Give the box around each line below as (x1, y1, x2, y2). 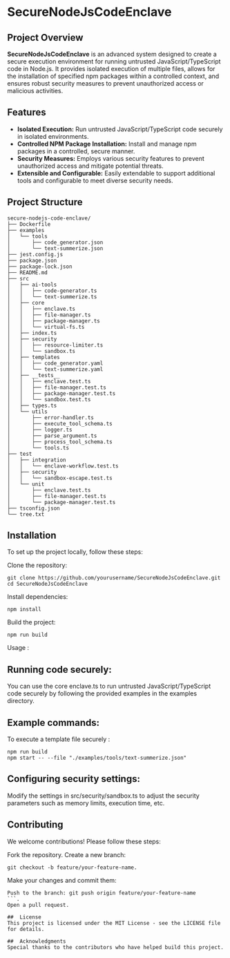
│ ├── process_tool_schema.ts (7, 438, 113, 446)
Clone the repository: (7, 561, 68, 570)
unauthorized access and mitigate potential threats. (17, 162, 164, 170)
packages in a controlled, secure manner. (17, 146, 135, 155)
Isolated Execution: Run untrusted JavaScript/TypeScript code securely (17, 125, 223, 133)
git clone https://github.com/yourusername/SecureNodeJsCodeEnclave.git (7, 575, 221, 582)
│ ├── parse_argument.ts (7, 432, 97, 439)
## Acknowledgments (7, 937, 67, 945)
